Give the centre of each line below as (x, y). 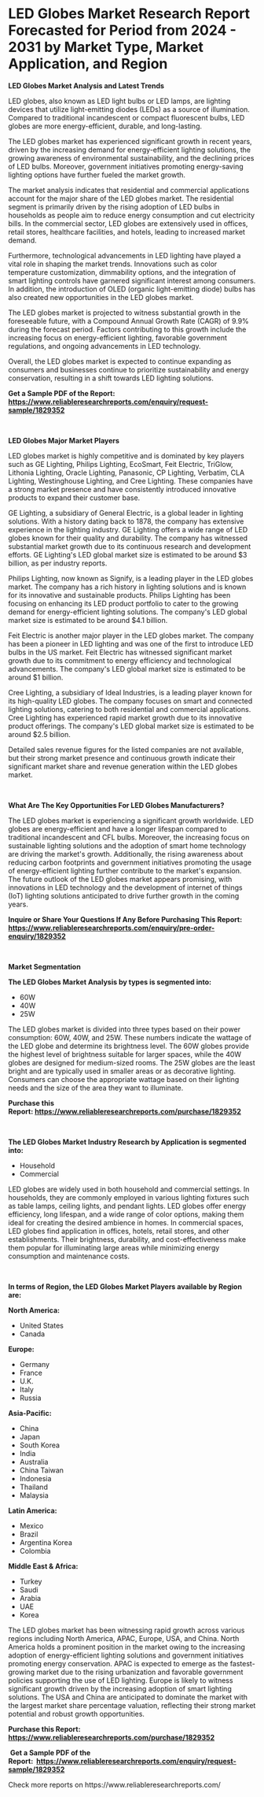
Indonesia (35, 1478)
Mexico (31, 1525)
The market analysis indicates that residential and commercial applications (129, 190)
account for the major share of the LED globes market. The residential (121, 198)
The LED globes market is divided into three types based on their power (125, 1029)
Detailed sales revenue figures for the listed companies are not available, (126, 750)
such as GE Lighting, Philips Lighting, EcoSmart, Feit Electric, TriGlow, (121, 464)
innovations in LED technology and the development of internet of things (125, 887)
